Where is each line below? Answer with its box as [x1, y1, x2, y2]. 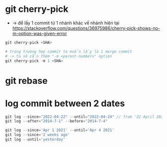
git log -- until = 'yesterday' [5, 137, 66, 142]
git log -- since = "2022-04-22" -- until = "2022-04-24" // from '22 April [5, 114, 155, 119]
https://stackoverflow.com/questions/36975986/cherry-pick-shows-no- [12, 25, 161, 31]
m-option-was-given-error [12, 30, 67, 36]
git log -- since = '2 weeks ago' [5, 133, 70, 138]
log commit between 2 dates [5, 98, 125, 109]
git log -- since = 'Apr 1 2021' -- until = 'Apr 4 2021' [5, 128, 114, 133]
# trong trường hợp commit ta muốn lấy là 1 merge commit [5, 49, 133, 54]
